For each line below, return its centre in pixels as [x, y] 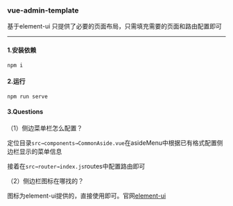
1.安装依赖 [22, 50]
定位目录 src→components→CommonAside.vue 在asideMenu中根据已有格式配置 [112, 143]
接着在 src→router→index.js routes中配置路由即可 [76, 166]
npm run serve [28, 96]
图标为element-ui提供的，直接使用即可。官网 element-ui [87, 196]
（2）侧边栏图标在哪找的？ [46, 181]
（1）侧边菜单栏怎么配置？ [45, 128]
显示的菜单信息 [41, 151]
